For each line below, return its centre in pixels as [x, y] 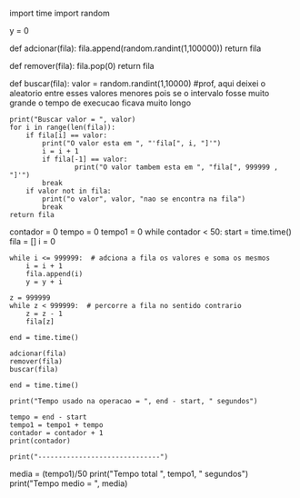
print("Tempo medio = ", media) [69, 483]
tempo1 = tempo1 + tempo [56, 425]
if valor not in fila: [69, 191]
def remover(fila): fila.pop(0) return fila [82, 66]
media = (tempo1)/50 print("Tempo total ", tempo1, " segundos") [129, 473]
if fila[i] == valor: [66, 135]
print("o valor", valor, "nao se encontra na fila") [144, 199]
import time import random [60, 13]
